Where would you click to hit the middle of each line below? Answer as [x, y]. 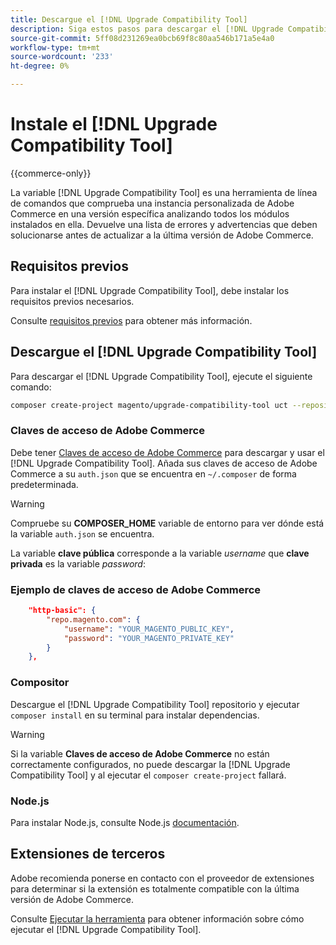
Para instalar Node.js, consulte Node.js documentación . [125, 822]
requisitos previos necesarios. [72, 301]
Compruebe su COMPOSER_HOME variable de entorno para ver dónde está [167, 523]
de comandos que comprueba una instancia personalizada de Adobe [152, 203]
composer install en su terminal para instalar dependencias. [135, 715]
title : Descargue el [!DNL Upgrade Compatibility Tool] [129, 19]
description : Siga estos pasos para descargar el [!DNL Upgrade [147, 29]
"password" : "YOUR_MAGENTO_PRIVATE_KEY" [149, 638]
